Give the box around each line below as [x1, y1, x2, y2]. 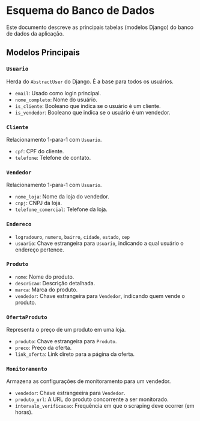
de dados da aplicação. [6, 30, 64, 37]
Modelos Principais [6, 48, 80, 58]
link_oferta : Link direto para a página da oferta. [14, 350, 135, 358]
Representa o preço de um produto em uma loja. [6, 326, 126, 334]
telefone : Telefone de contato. [14, 154, 91, 161]
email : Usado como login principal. [14, 89, 102, 97]
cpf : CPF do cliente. [14, 147, 64, 154]
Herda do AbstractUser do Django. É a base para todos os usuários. [6, 78, 174, 85]
